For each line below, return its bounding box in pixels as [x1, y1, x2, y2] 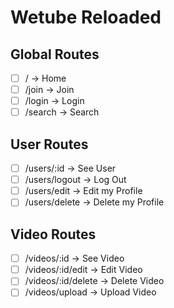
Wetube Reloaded [10, 6, 162, 29]
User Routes [10, 136, 89, 153]
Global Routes [10, 46, 100, 63]
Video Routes [10, 226, 97, 243]
